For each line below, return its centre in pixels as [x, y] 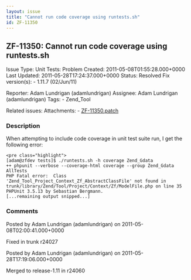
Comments [22, 211]
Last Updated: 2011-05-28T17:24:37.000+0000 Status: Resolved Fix [88, 76]
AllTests [17, 171]
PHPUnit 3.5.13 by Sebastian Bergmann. [55, 192]
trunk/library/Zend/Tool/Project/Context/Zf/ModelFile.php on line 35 [94, 186]
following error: [25, 145]
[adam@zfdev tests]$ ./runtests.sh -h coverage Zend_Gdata [80, 161]
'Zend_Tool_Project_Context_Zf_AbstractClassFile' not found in [86, 181]
